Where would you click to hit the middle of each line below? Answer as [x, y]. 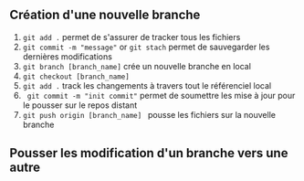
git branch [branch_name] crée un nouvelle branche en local [136, 66]
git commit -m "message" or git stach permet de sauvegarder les [146, 47]
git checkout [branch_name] [76, 77]
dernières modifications [67, 56]
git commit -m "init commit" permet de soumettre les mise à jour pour [161, 95]
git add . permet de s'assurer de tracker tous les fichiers [131, 37]
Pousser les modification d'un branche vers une [149, 153]
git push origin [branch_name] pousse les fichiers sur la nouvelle [149, 114]
